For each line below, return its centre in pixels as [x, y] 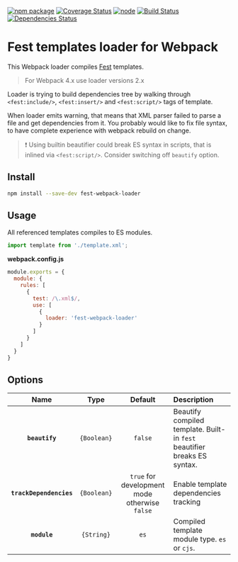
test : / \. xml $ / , [57, 298]
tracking [187, 502]
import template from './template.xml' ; [68, 246]
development [143, 485]
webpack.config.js [36, 259]
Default [143, 400]
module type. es [200, 539]
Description [193, 400]
